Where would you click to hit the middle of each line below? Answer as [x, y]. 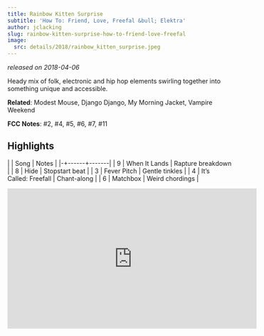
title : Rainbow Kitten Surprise [55, 14]
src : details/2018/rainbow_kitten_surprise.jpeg [87, 47]
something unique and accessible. [58, 89]
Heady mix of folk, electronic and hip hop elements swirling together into [114, 81]
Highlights [31, 146]
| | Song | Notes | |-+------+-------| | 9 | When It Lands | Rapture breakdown [120, 163]
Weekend [21, 110]
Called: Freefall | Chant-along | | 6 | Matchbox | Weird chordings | [103, 178]
